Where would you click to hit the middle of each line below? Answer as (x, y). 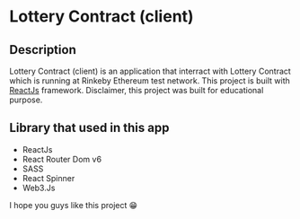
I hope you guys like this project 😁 (73, 205)
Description (43, 50)
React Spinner (49, 178)
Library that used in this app (89, 128)
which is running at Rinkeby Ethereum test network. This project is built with (150, 81)
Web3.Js (39, 188)
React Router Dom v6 (62, 159)
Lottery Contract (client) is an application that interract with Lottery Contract (150, 71)
